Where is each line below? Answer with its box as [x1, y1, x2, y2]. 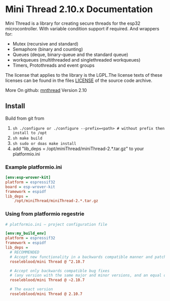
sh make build [12, 135, 42, 141]
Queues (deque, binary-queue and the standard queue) [12, 52, 129, 58]
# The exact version [10, 287, 53, 292]
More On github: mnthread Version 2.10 [5, 87, 87, 93]
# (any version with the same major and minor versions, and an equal [10, 273, 162, 278]
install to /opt [12, 130, 47, 135]
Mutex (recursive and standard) [12, 40, 78, 46]
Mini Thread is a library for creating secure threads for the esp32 [5, 20, 141, 26]
